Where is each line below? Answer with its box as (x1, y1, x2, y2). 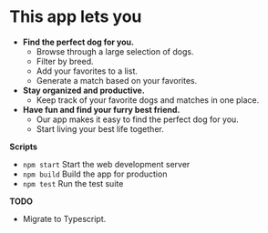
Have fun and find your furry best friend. (22, 104, 180, 115)
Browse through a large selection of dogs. (36, 46, 194, 56)
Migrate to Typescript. (22, 213, 107, 224)
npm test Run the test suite (22, 177, 124, 188)
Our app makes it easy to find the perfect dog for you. (36, 114, 239, 125)
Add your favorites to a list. (36, 66, 139, 76)
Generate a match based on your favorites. (36, 75, 198, 86)
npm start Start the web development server (22, 158, 191, 169)
